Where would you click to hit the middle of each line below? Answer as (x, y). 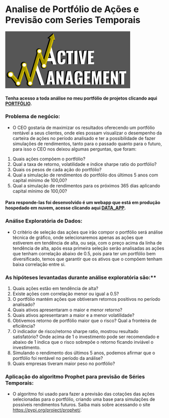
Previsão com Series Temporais (73, 20)
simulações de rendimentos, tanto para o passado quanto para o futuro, (87, 144)
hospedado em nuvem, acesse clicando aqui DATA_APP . (66, 208)
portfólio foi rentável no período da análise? (58, 358)
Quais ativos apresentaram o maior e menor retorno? (67, 310)
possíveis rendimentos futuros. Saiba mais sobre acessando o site (81, 405)
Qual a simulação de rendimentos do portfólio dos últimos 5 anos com (85, 175)
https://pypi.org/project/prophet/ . (47, 410)
